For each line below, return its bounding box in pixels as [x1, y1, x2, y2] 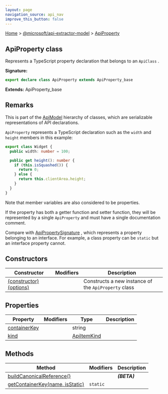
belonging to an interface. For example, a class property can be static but [5, 234, 159, 240]
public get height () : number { [9, 158, 75, 163]
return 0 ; [18, 167, 39, 172]
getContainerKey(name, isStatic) [7, 381, 84, 388]
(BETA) [117, 373, 135, 380]
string [72, 324, 86, 331]
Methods [5, 349, 34, 358]
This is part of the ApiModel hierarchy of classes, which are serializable [5, 114, 152, 120]
